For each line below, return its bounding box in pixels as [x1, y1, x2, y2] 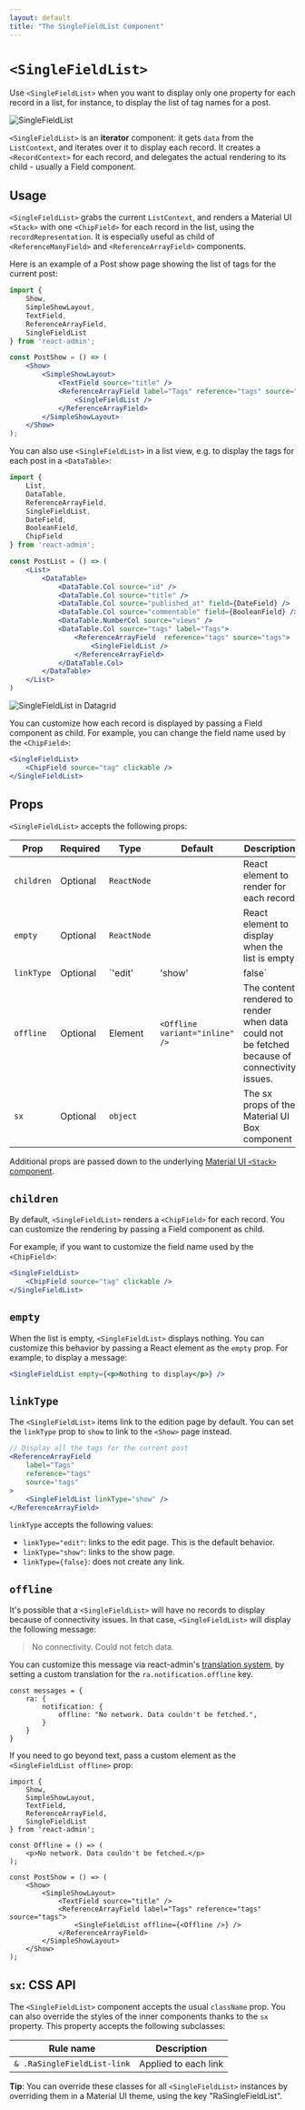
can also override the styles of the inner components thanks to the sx [9, 2011, 269, 2022]
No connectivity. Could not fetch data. [31, 1642, 174, 1653]
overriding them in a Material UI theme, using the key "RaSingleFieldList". [9, 2091, 283, 2101]
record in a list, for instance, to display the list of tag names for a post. [9, 97, 271, 108]
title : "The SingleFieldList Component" [9, 22, 165, 31]
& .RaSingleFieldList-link [14, 2059, 131, 2069]
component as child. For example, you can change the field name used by [9, 728, 286, 738]
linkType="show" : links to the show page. [22, 1547, 175, 1558]
